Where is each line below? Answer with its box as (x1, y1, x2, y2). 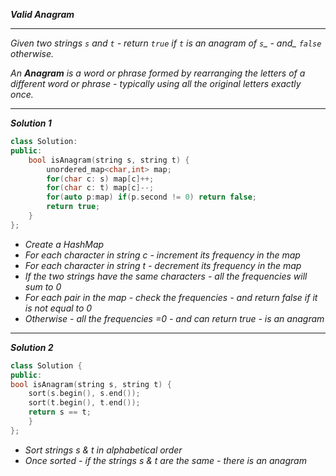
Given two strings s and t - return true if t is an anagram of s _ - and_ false (10, 37, 322, 49)
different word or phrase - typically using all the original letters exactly (10, 78, 302, 89)
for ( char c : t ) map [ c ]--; (46, 183, 155, 193)
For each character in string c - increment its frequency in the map (24, 249, 301, 261)
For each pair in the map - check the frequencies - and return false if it (24, 291, 318, 303)
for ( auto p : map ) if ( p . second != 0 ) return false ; (46, 192, 257, 203)
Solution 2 (10, 341, 54, 353)
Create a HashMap (24, 238, 105, 250)
